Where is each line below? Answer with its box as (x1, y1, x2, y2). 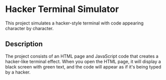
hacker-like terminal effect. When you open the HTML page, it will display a (5, 58, 161, 64)
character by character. (5, 25, 54, 31)
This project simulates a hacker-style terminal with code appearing (5, 20, 144, 26)
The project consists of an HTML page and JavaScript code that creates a (5, 53, 158, 59)
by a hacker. (5, 69, 31, 75)
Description (5, 40, 43, 48)
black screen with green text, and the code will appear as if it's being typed (5, 63, 161, 69)
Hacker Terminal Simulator (5, 3, 119, 15)
